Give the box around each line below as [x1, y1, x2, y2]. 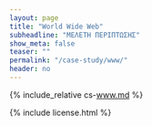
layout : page [9, 13, 59, 23]
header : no [9, 65, 51, 74]
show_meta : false [9, 38, 76, 48]
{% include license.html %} [9, 107, 112, 118]
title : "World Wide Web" [9, 22, 104, 31]
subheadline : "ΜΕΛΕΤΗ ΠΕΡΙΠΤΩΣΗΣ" [9, 30, 141, 39]
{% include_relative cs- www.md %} [9, 89, 144, 100]
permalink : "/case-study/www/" [9, 56, 128, 65]
